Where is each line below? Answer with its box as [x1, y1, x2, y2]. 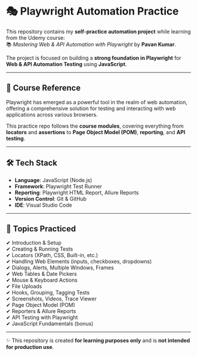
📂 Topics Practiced [6, 224, 76, 234]
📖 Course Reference [6, 83, 81, 93]
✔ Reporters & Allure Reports [6, 308, 76, 315]
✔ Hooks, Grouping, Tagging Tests [6, 289, 90, 296]
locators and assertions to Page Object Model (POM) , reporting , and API [6, 128, 186, 135]
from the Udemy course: [6, 34, 66, 41]
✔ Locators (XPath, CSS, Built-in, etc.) [6, 252, 98, 259]
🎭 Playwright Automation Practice [6, 5, 179, 18]
